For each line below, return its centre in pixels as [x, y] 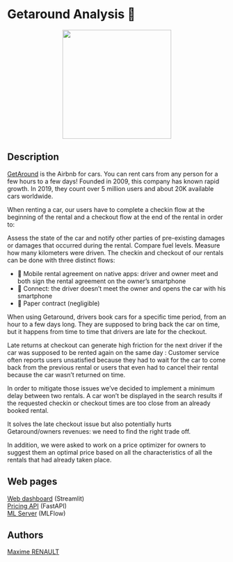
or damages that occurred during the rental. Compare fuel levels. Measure [114, 245]
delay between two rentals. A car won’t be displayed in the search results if [115, 395]
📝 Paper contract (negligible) [58, 303]
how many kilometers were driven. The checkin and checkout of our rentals [115, 252]
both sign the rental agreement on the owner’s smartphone [102, 281]
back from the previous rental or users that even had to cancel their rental [113, 367]
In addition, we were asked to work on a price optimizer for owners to [107, 445]
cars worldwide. [30, 196]
